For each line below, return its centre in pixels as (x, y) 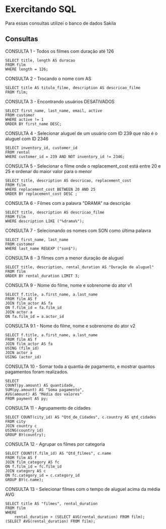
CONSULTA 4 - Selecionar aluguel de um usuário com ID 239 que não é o (81, 133)
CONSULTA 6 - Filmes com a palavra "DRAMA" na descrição (68, 203)
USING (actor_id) (23, 357)
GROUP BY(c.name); (24, 480)
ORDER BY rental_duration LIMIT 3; (43, 276)
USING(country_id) (24, 430)
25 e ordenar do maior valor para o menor (49, 171)
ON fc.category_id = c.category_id (43, 475)
